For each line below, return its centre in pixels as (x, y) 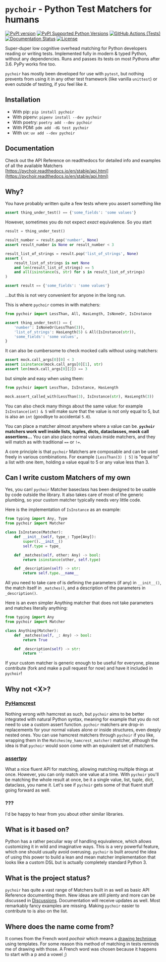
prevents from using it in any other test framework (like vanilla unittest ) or (81, 79)
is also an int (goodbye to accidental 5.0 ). (48, 416)
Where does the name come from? (59, 927)
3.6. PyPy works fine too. (31, 64)
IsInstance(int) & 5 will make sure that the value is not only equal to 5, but (82, 411)
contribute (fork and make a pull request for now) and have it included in (79, 668)
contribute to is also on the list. (37, 911)
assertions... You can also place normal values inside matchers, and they (80, 437)
